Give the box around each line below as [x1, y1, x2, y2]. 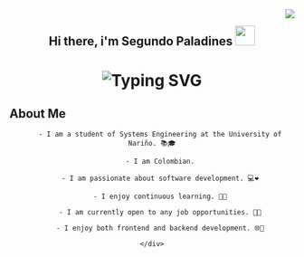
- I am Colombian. [125, 157, 195, 167]
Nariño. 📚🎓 [128, 139, 176, 148]
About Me [9, 106, 66, 121]
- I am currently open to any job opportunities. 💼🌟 [58, 208, 262, 217]
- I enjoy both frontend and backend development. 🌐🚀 [55, 224, 265, 233]
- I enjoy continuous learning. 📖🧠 [93, 192, 228, 202]
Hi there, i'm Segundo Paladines [48, 33, 233, 49]
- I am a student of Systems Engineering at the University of [38, 130, 282, 139]
